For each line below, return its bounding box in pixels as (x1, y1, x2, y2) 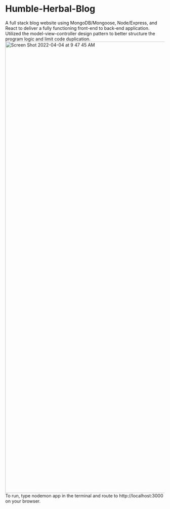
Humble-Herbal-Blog (5, 3, 96, 15)
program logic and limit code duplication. (5, 36, 91, 42)
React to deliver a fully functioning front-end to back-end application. (5, 25, 150, 31)
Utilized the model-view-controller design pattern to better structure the (5, 30, 155, 36)
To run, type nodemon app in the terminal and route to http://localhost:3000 (5, 492, 163, 498)
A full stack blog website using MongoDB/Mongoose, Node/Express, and (5, 20, 158, 26)
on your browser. (5, 498, 41, 504)
